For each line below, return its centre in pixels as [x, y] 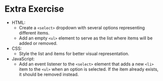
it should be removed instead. [49, 74]
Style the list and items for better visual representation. [74, 53]
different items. [34, 33]
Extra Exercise [34, 9]
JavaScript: [23, 59]
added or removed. [38, 43]
